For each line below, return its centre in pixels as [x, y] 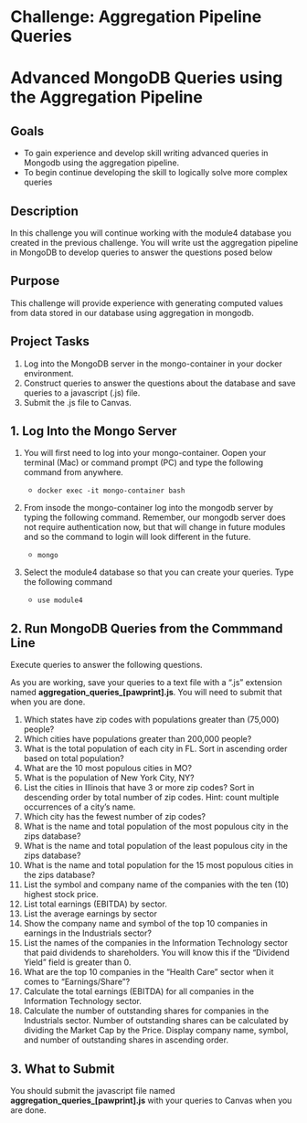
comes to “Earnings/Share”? [77, 982]
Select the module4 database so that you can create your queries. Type [159, 572]
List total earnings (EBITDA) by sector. [95, 904]
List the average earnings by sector [90, 914]
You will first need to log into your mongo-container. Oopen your [145, 453]
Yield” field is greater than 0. [77, 962]
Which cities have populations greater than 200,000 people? [138, 739]
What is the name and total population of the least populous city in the [156, 846]
